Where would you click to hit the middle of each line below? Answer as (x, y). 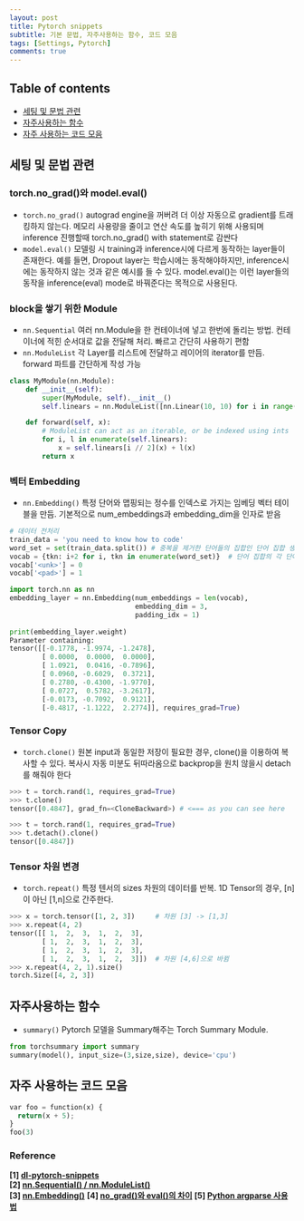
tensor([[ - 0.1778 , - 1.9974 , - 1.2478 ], (82, 649)
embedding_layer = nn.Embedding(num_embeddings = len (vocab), (129, 598)
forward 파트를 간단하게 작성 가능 (82, 363)
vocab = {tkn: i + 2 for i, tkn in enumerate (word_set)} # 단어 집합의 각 (146, 557)
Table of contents (60, 88)
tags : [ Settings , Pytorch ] (60, 43)
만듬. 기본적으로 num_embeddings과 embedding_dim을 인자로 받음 (160, 514)
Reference (33, 1156)
